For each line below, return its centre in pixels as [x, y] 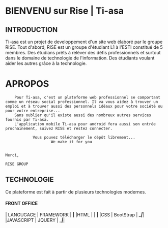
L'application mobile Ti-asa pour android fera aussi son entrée [85, 124]
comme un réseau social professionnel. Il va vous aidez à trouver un [82, 102]
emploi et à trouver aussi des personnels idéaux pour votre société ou [84, 106]
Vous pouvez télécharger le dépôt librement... [84, 137]
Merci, [12, 155]
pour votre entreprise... [33, 111]
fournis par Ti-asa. [27, 119]
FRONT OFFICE [22, 204]
